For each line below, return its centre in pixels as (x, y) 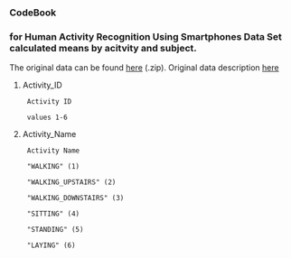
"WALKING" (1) (53, 167)
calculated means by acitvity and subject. (103, 48)
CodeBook (33, 13)
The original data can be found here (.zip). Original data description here (144, 68)
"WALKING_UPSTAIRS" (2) (71, 182)
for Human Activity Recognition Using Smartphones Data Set (146, 36)
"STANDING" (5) (55, 230)
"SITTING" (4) (53, 214)
